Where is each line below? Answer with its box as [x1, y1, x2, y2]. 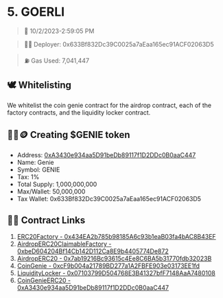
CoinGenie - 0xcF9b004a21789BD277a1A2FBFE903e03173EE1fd [16, 262, 200, 270]
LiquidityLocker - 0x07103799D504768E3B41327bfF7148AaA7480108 [16, 269, 216, 277]
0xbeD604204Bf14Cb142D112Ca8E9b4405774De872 [16, 247, 169, 255]
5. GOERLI [7, 4, 65, 20]
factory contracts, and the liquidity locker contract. [7, 108, 151, 117]
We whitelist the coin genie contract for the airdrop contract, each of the [7, 101, 211, 109]
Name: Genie [16, 158, 55, 166]
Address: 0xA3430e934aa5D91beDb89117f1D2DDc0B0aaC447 [16, 150, 196, 159]
